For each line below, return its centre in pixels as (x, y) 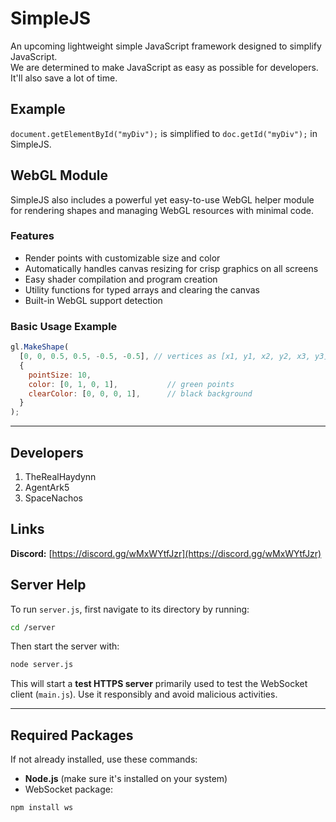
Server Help (48, 585)
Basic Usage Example (64, 326)
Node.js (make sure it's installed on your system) (126, 779)
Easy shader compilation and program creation (121, 279)
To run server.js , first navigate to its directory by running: (130, 609)
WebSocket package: (68, 789)
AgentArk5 (47, 487)
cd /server (33, 627)
